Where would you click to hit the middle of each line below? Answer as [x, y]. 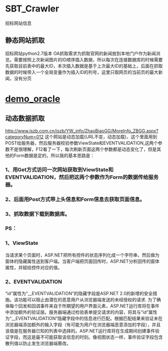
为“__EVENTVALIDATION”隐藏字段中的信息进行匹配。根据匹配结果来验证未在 [84, 319]
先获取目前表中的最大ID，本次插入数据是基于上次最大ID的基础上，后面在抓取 [84, 66]
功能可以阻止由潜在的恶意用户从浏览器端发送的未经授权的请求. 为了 [87, 300]
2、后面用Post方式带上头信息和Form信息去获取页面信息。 [75, 199]
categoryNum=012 [24, 137]
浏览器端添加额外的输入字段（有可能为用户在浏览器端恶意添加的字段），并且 [83, 325]
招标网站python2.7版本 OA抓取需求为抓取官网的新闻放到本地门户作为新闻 [81, 53]
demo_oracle [33, 99]
